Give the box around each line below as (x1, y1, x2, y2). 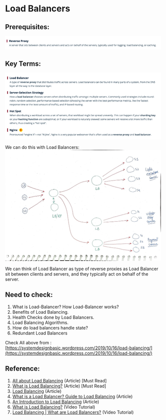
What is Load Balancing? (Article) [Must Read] (12, 383, 106, 389)
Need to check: (5, 290, 53, 299)
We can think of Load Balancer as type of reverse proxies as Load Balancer (5, 266, 159, 272)
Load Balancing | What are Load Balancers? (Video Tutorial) (12, 409, 134, 415)
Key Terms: (5, 59, 41, 68)
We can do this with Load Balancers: (5, 144, 80, 150)
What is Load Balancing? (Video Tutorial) (12, 404, 95, 410)
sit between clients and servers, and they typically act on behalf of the (5, 271, 149, 277)
